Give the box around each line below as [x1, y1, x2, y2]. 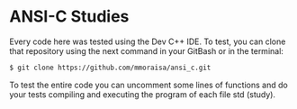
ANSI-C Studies [9, 6, 130, 27]
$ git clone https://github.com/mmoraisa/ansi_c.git [9, 63, 211, 72]
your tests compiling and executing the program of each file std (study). [9, 88, 276, 100]
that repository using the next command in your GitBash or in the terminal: [9, 45, 283, 56]
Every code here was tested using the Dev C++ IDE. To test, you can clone [9, 36, 286, 47]
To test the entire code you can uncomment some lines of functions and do [9, 79, 288, 90]
